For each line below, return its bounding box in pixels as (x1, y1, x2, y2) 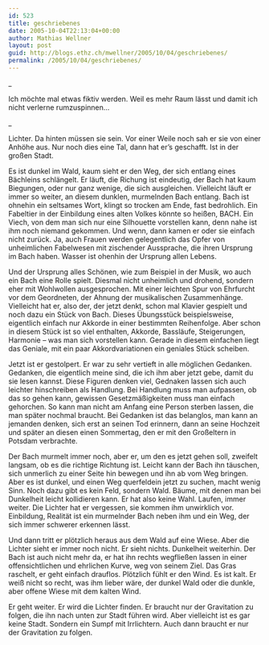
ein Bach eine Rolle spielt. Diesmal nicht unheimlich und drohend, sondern (8, 275, 255, 285)
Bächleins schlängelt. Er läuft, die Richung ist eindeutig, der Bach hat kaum (8, 174, 256, 185)
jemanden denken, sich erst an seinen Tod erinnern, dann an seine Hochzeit (8, 419, 260, 428)
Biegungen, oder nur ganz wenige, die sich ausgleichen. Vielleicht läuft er (8, 183, 252, 193)
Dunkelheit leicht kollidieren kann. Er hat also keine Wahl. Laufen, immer (8, 494, 247, 504)
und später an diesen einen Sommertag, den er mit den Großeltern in (8, 427, 237, 437)
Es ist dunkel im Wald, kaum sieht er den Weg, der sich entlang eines (8, 166, 236, 176)
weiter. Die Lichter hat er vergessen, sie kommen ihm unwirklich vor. (8, 502, 234, 512)
